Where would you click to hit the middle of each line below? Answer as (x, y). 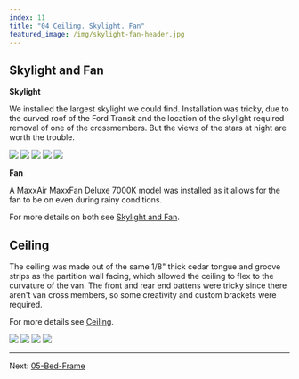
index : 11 (28, 17)
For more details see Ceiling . (61, 321)
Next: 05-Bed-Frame (48, 366)
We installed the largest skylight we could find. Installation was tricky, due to (149, 109)
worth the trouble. (42, 137)
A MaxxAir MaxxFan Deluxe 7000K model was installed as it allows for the (145, 190)
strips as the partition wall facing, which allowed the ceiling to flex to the (141, 276)
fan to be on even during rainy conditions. (86, 200)
